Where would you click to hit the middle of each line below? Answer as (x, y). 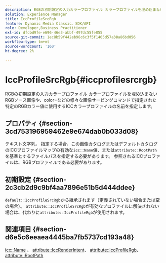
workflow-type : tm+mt (27, 42)
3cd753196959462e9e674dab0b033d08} (72, 131)
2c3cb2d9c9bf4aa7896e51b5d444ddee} (70, 187)
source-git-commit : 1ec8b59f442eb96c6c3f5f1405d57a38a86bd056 (70, 38)
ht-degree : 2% (20, 51)
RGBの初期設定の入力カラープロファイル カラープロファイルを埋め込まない (81, 94)
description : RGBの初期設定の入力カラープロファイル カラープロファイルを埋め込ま (81, 10)
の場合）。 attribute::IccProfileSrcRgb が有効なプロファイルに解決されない (82, 206)
